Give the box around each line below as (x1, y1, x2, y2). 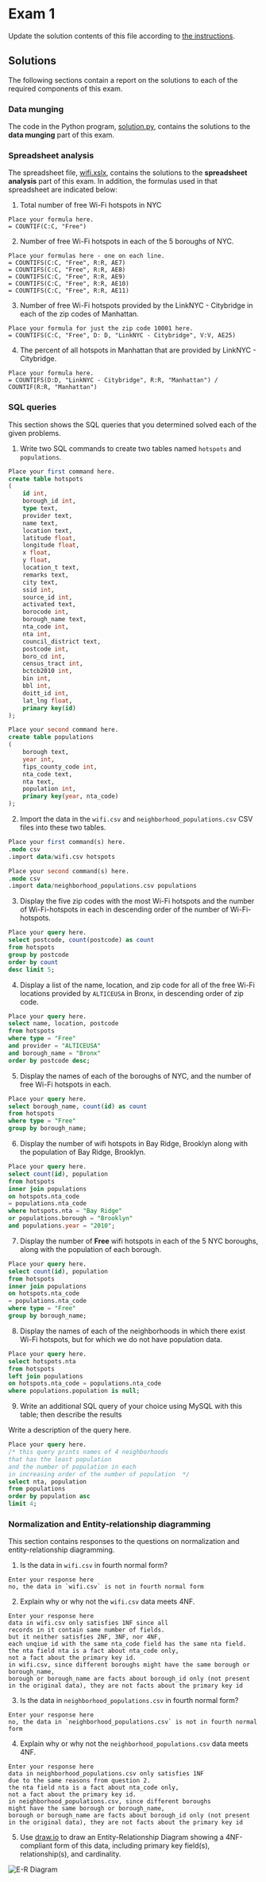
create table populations (8, 733, 94, 741)
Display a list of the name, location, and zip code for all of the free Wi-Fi (19, 980, 256, 990)
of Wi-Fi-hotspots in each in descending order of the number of (19, 904, 229, 915)
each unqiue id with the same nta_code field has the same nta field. (8, 1640, 247, 1648)
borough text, (22, 749, 69, 756)
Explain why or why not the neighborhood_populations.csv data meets (19, 1739, 249, 1748)
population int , (22, 785, 77, 793)
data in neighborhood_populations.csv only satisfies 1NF (8, 1770, 204, 1778)
